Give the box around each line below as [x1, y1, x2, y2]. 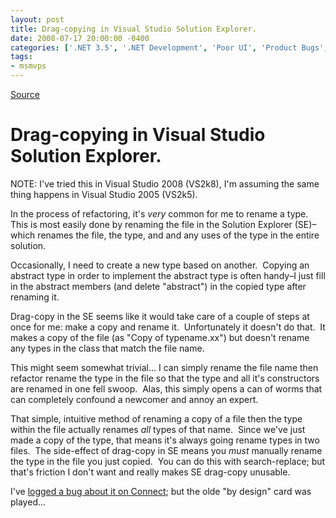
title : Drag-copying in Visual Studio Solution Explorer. [10, 24, 257, 34]
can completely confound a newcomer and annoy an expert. [10, 393, 259, 405]
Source [10, 89, 40, 100]
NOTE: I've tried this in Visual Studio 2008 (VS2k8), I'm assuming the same [10, 177, 320, 190]
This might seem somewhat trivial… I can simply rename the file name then [10, 361, 319, 373]
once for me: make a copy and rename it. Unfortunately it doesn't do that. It [10, 321, 326, 333]
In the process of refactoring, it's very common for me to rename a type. [10, 207, 309, 220]
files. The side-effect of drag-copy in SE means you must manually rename [10, 444, 323, 456]
